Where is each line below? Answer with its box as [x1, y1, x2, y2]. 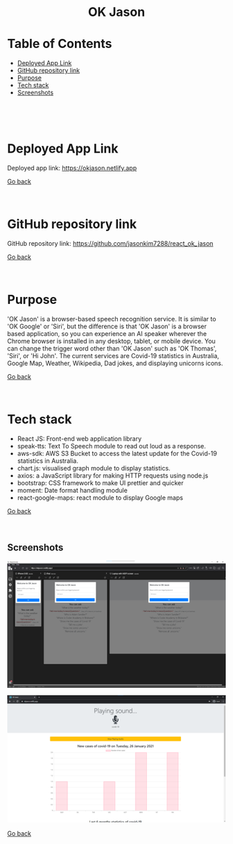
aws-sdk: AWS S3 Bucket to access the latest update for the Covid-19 [17, 449, 217, 457]
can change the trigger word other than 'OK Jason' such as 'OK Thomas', [7, 344, 217, 353]
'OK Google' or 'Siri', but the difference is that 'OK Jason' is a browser [7, 322, 207, 330]
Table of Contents [7, 36, 112, 52]
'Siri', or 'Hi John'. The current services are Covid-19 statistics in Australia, [7, 351, 220, 360]
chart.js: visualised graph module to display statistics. [17, 464, 171, 472]
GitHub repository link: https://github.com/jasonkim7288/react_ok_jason [7, 239, 214, 247]
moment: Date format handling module [17, 486, 128, 494]
